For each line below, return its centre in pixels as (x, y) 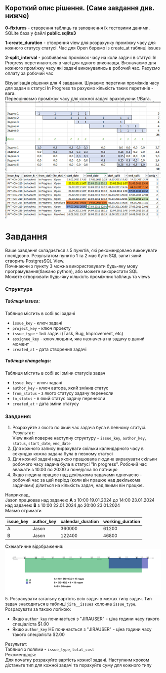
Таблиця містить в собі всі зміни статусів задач (55, 373)
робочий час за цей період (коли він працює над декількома (76, 480)
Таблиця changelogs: (28, 361)
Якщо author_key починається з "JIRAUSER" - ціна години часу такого (86, 619)
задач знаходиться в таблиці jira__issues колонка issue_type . (71, 604)
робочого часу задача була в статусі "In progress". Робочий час (80, 464)
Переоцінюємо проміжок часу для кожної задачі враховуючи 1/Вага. (78, 98)
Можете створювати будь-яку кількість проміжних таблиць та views (78, 276)
